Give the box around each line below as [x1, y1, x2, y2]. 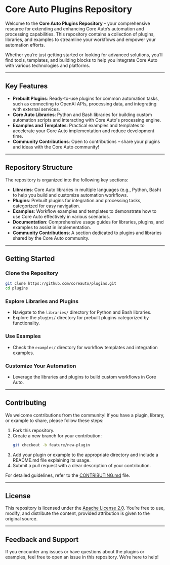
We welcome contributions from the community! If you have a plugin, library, [5, 412, 165, 418]
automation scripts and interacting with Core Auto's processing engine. [12, 117, 161, 123]
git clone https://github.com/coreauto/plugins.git [5, 281, 116, 286]
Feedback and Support [5, 535, 79, 544]
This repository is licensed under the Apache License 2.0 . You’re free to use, [5, 505, 165, 511]
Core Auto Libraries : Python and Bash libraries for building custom [12, 111, 152, 118]
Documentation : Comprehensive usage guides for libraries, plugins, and [12, 219, 164, 225]
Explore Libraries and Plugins [5, 297, 79, 305]
